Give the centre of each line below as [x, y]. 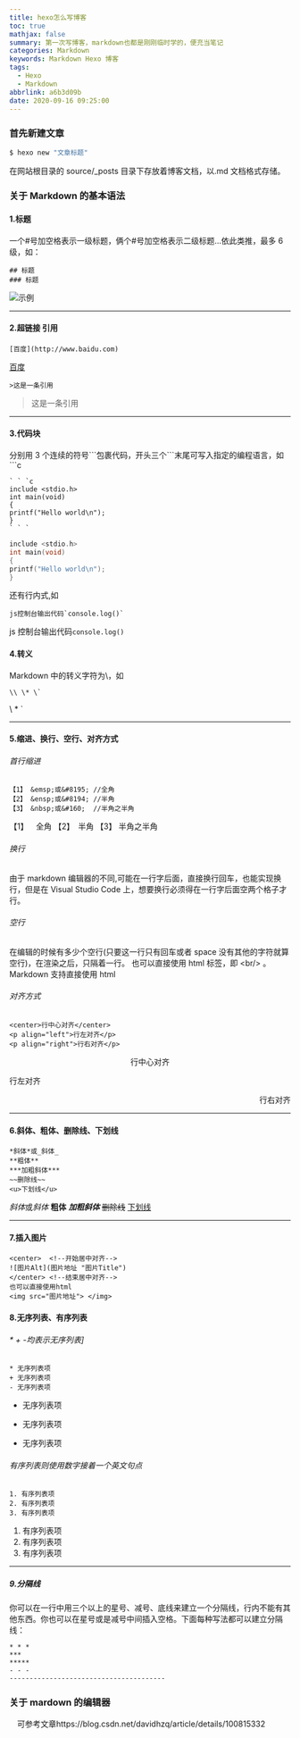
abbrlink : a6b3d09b [46, 92]
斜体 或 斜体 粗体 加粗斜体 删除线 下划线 [80, 1207]
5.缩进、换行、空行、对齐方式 [64, 739]
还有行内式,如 [34, 596]
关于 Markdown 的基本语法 [67, 196]
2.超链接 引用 [33, 328]
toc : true [28, 26]
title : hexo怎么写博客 [48, 17]
